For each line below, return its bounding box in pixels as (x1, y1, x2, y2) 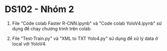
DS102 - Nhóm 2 (5, 4, 74, 15)
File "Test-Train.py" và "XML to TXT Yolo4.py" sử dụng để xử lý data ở (12, 35, 158, 41)
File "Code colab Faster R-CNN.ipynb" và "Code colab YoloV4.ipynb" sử (12, 20, 162, 26)
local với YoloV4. (12, 40, 46, 46)
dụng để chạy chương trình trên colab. (12, 25, 92, 31)
